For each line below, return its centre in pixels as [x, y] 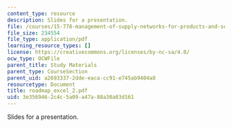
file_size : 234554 [33, 33]
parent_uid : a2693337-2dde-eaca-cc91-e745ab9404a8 [81, 78]
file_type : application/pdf [48, 39]
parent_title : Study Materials [52, 65]
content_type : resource [41, 13]
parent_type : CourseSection [48, 71]
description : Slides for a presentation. [68, 20]
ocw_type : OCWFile [33, 59]
